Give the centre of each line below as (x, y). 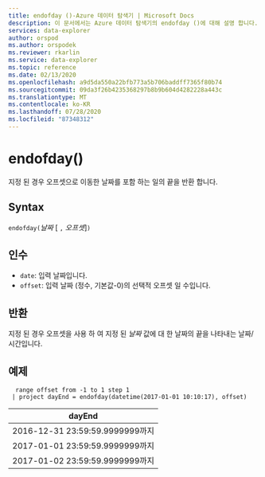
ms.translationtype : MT (48, 97)
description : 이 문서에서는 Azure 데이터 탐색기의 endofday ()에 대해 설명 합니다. (133, 23)
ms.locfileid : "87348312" (51, 119)
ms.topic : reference (43, 68)
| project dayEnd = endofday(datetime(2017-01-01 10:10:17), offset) (129, 397)
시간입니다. (25, 344)
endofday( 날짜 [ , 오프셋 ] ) (50, 227)
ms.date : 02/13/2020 (43, 75)
